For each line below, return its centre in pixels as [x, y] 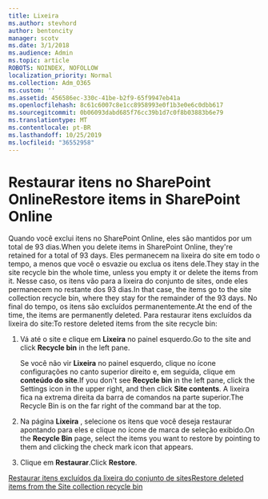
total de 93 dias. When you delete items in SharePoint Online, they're [121, 247]
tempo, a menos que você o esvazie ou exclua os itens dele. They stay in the [134, 264]
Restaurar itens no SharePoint [110, 182]
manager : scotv [34, 38]
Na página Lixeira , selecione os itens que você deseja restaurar [126, 421]
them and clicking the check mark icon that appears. [106, 447]
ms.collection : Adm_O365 [50, 83]
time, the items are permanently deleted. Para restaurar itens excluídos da [130, 315]
